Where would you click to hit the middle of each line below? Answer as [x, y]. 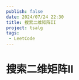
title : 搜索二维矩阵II [31, 22]
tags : [13, 33]
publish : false [25, 11]
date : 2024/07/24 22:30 [35, 17]
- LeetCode [22, 39]
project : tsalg [25, 28]
